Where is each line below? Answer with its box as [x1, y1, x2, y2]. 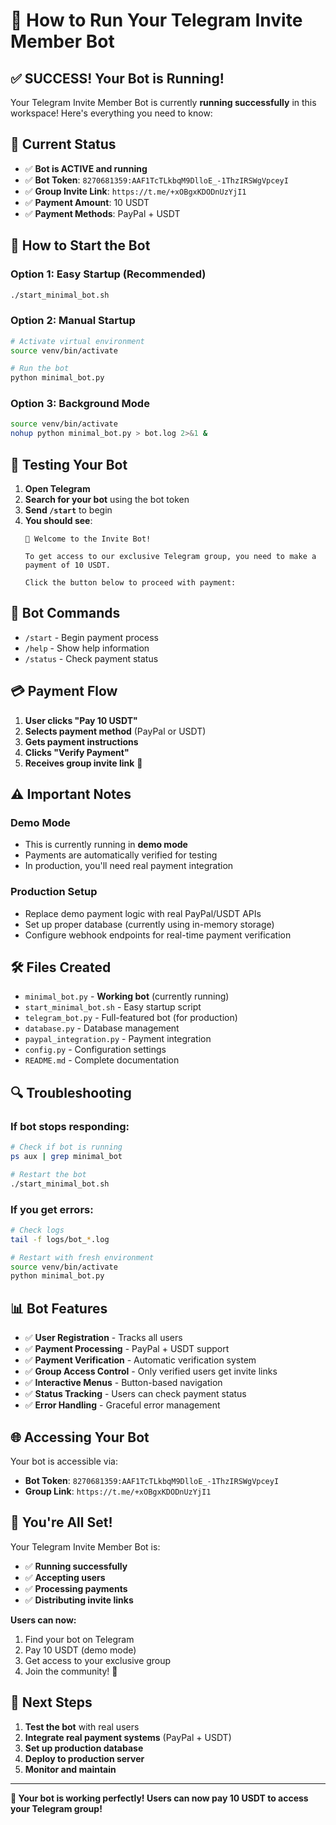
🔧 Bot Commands [10, 605, 121, 622]
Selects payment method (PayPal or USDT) [24, 725, 207, 737]
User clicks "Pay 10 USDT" [24, 714, 138, 726]
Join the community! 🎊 [24, 1665, 118, 1677]
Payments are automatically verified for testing [24, 849, 218, 861]
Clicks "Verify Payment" [24, 746, 130, 758]
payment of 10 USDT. [24, 560, 111, 571]
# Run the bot [10, 364, 70, 374]
